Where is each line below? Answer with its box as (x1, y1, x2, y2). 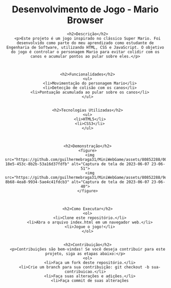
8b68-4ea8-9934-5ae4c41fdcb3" (5, 179, 69, 184)
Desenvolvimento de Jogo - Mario (12, 4, 159, 15)
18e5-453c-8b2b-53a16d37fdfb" (5, 161, 69, 167)
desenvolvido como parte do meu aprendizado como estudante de (16, 40, 154, 46)
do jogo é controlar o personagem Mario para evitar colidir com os (11, 49, 160, 54)
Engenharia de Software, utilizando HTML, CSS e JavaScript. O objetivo (6, 45, 164, 50)
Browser (67, 14, 104, 26)
